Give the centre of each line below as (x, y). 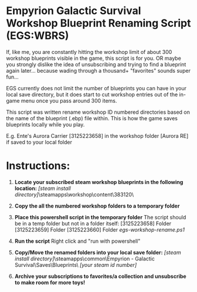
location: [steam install (43, 188)
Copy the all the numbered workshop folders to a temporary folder (97, 206)
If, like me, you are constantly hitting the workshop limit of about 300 (89, 52)
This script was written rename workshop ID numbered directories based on (98, 112)
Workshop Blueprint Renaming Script (98, 23)
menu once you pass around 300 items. (69, 100)
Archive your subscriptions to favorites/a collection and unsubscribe (100, 276)
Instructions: (38, 166)
